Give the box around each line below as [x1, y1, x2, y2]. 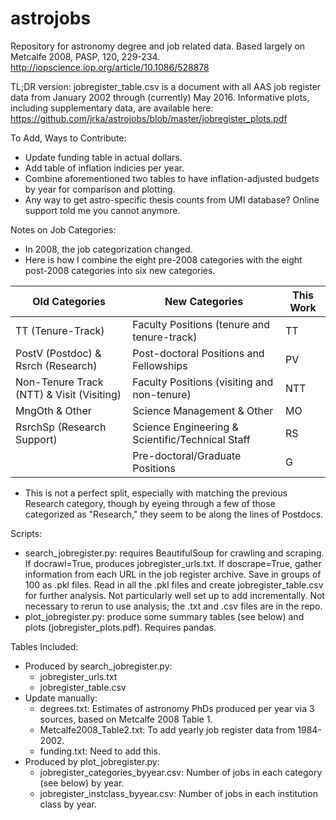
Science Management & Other [132, 403, 274, 417]
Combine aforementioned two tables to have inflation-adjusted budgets [24, 172, 320, 184]
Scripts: [10, 527, 43, 539]
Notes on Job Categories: [10, 223, 117, 236]
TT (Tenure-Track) [15, 323, 105, 337]
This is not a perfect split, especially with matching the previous [24, 487, 288, 499]
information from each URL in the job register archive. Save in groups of [24, 568, 322, 580]
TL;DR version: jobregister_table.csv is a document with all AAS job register [10, 80, 322, 92]
